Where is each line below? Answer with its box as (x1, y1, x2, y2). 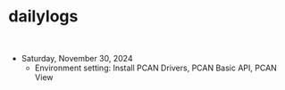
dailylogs (8, 6, 79, 27)
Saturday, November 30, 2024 (21, 53, 133, 63)
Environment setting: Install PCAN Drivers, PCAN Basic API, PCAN (34, 62, 278, 73)
